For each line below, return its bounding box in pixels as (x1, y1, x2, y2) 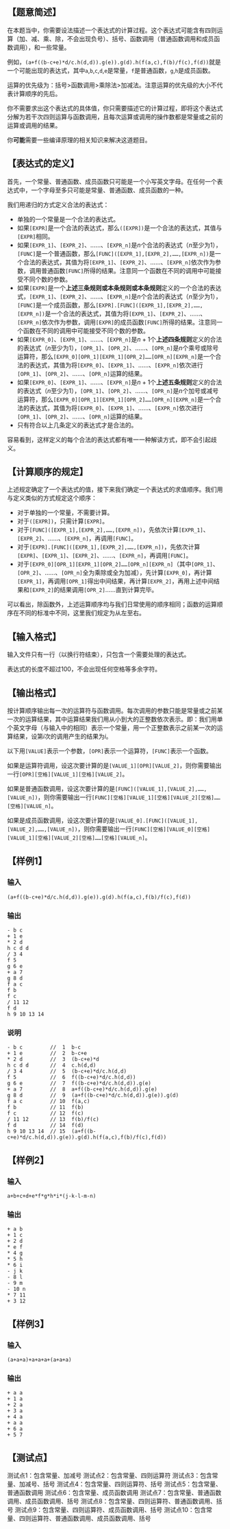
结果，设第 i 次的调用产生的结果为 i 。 (12, 733, 112, 741)
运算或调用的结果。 (7, 121, 62, 129)
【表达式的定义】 (7, 158, 79, 169)
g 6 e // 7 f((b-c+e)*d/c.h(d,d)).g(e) (7, 1080, 152, 1087)
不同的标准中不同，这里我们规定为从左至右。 (18, 609, 145, 617)
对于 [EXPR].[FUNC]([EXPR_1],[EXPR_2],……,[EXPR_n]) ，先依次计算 (16, 543, 201, 551)
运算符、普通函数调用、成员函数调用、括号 (30, 1515, 151, 1523)
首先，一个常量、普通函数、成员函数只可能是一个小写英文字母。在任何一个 (7, 177, 217, 185)
